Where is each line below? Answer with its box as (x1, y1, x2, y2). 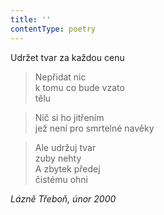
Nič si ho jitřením (34, 111, 105, 123)
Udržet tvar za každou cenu (10, 51, 125, 63)
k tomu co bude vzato (34, 81, 125, 93)
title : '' (10, 14, 52, 25)
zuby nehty (34, 152, 82, 164)
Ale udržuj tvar (34, 141, 97, 153)
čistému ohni (34, 173, 88, 185)
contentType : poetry (10, 24, 97, 34)
